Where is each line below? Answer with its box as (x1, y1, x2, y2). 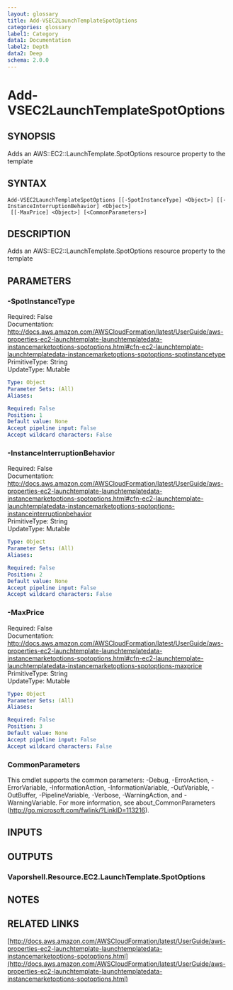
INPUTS (7, 827, 42, 839)
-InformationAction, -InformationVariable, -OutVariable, (49, 783, 210, 792)
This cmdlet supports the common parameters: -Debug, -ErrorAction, (7, 776, 210, 784)
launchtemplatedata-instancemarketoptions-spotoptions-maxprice (7, 661, 203, 670)
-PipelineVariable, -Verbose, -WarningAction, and (38, 790, 183, 799)
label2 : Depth (7, 43, 50, 50)
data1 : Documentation (7, 37, 72, 44)
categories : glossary (7, 23, 72, 31)
